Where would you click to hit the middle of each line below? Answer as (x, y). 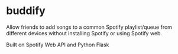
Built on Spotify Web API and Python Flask (58, 45)
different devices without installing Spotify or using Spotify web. (84, 33)
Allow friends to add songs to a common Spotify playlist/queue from (89, 27)
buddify (26, 11)
